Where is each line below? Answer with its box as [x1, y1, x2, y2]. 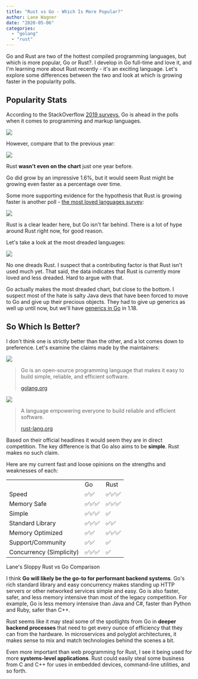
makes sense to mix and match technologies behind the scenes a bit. [6, 637, 175, 644]
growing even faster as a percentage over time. [6, 180, 122, 187]
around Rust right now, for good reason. [6, 227, 104, 234]
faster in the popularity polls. [6, 78, 76, 85]
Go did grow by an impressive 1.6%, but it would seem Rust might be [6, 174, 174, 181]
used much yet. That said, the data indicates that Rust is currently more [6, 268, 181, 275]
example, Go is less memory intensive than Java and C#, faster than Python [6, 600, 191, 607]
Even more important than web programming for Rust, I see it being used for [6, 648, 193, 655]
